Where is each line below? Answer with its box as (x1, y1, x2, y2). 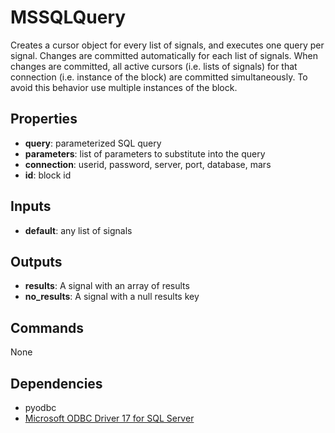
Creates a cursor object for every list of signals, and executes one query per (10, 39, 325, 51)
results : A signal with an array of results (24, 280, 190, 292)
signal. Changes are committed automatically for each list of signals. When (10, 49, 319, 61)
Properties (10, 111, 78, 128)
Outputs (10, 253, 63, 270)
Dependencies (10, 375, 103, 392)
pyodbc (24, 402, 57, 413)
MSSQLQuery (10, 6, 127, 29)
